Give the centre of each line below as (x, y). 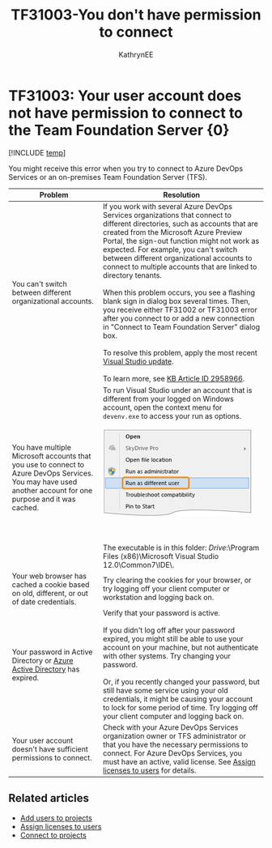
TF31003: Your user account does (125, 96)
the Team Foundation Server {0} (119, 130)
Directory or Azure (42, 660)
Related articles (49, 798)
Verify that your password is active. (161, 613)
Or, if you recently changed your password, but (181, 682)
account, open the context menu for (162, 407)
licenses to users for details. (149, 770)
